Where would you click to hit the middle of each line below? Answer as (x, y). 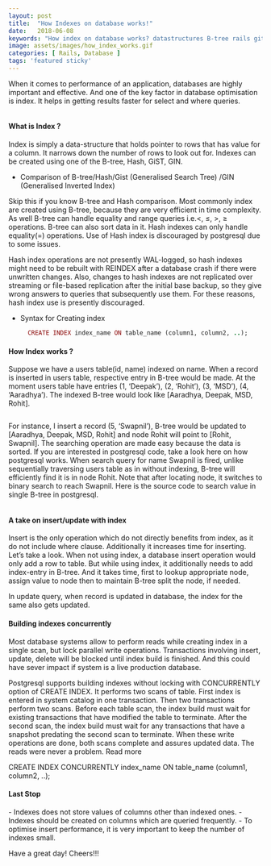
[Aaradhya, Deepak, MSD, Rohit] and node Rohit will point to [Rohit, (120, 435)
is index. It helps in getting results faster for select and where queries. (124, 101)
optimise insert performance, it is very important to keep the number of (127, 829)
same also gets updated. (49, 605)
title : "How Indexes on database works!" (81, 23)
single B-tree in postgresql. (54, 495)
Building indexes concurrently (60, 623)
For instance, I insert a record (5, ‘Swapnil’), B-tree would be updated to (127, 426)
